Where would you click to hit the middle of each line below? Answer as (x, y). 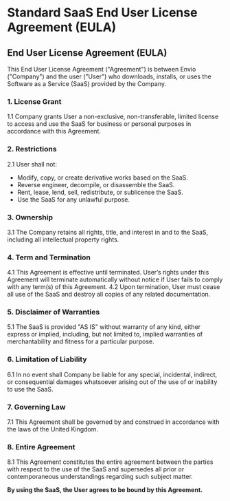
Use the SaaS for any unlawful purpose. (73, 199)
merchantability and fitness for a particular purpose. (81, 341)
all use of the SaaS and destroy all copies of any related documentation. (109, 295)
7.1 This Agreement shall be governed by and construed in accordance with (113, 422)
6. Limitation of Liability (47, 359)
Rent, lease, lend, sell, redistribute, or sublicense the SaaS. (100, 192)
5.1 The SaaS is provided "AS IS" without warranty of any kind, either (104, 327)
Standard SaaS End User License (102, 13)
